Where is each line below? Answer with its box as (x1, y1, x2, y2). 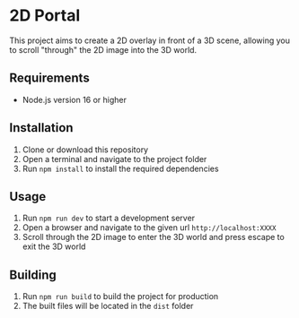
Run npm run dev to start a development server (22, 212, 196, 224)
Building (9, 267, 57, 282)
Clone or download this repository (22, 144, 149, 155)
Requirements (9, 71, 90, 86)
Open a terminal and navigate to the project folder (22, 153, 207, 164)
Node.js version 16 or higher (22, 94, 128, 105)
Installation (9, 120, 74, 135)
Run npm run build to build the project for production (22, 291, 219, 302)
